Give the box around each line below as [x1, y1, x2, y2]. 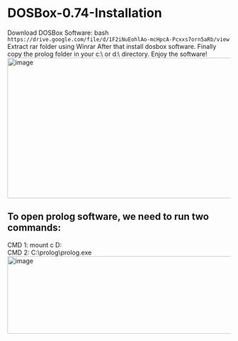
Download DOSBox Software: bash [7, 28, 109, 37]
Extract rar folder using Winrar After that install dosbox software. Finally [7, 42, 217, 50]
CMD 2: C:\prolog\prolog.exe [7, 248, 92, 257]
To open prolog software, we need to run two [7, 211, 209, 223]
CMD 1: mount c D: [7, 240, 62, 249]
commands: [7, 222, 62, 234]
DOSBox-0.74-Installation [7, 5, 162, 21]
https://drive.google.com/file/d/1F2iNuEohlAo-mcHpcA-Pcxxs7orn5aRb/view [7, 35, 230, 43]
